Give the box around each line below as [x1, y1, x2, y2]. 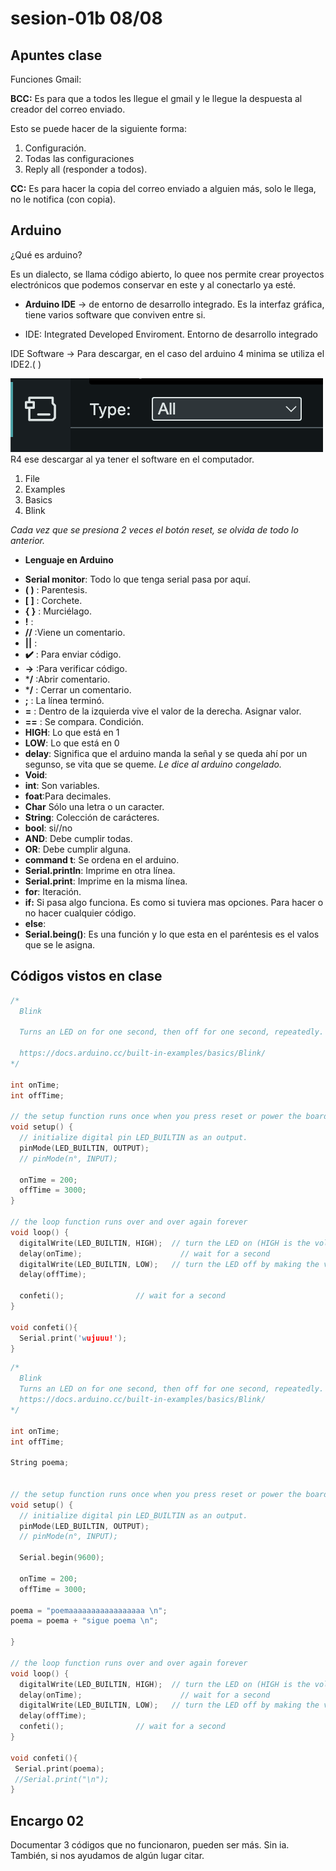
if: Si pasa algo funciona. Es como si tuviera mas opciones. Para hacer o [24, 896, 324, 908]
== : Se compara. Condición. [24, 715, 145, 727]
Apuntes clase [10, 47, 103, 64]
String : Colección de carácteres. [24, 811, 160, 823]
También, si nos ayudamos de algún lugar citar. [10, 1850, 205, 1862]
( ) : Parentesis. [24, 583, 88, 596]
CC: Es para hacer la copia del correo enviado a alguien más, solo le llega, [10, 183, 317, 194]
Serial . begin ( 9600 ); [19, 1553, 105, 1563]
